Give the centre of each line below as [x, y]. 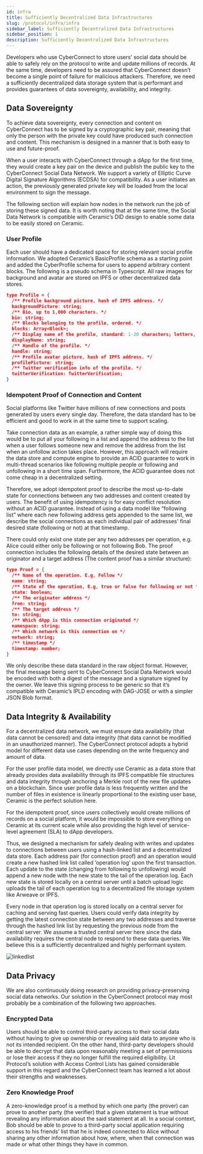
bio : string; [28, 318]
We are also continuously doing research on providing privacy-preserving [98, 990]
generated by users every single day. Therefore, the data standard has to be [101, 414]
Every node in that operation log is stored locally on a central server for [95, 906]
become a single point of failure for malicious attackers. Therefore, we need [101, 76]
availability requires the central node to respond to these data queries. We [98, 939]
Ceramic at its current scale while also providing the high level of [87, 825]
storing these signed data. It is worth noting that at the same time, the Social [101, 210]
